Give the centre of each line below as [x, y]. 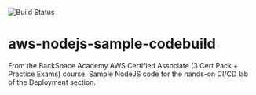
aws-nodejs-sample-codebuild [112, 44]
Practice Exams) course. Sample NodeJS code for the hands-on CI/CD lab [128, 74]
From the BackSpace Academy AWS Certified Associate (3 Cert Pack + [123, 65]
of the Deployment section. [52, 82]
